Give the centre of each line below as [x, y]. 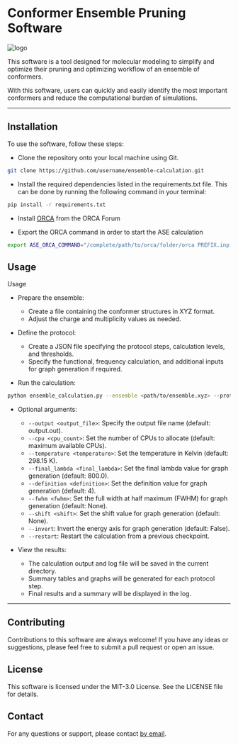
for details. [23, 694]
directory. [42, 571]
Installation [33, 127]
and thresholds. [51, 354]
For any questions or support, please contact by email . [87, 733]
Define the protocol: [47, 333]
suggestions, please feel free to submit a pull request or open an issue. [111, 647]
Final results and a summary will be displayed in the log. [110, 594]
